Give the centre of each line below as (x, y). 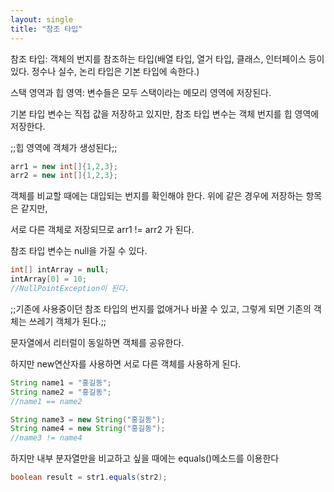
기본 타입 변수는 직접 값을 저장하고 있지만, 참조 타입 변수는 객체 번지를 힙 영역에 (165, 113)
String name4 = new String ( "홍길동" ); (88, 429)
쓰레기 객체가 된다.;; (67, 321)
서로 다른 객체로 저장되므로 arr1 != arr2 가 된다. (102, 230)
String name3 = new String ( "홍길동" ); (88, 419)
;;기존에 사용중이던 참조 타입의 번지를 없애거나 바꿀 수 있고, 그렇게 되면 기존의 (161, 308)
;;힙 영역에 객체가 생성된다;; (64, 147)
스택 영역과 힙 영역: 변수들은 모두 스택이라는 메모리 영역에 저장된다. (141, 92)
